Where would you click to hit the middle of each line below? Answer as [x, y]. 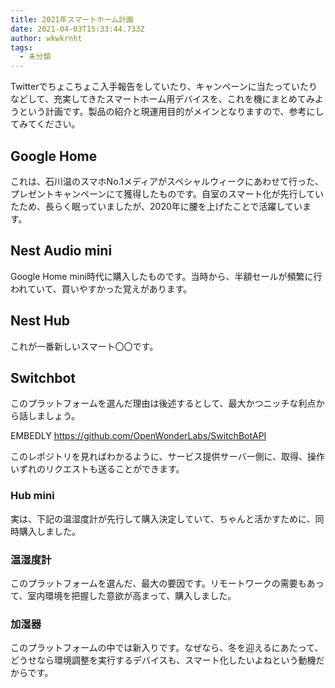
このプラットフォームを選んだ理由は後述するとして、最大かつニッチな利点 [163, 403]
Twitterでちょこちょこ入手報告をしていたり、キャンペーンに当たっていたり [164, 87]
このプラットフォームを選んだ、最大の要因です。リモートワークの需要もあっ [167, 583]
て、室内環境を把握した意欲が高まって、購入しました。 [123, 595]
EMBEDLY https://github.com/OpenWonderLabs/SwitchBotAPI [138, 436]
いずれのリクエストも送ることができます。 [97, 469]
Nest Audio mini [61, 251]
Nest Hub [40, 321]
